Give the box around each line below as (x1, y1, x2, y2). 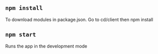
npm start (5, 31, 36, 38)
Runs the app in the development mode (5, 43, 88, 49)
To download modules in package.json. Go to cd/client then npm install (5, 16, 153, 22)
